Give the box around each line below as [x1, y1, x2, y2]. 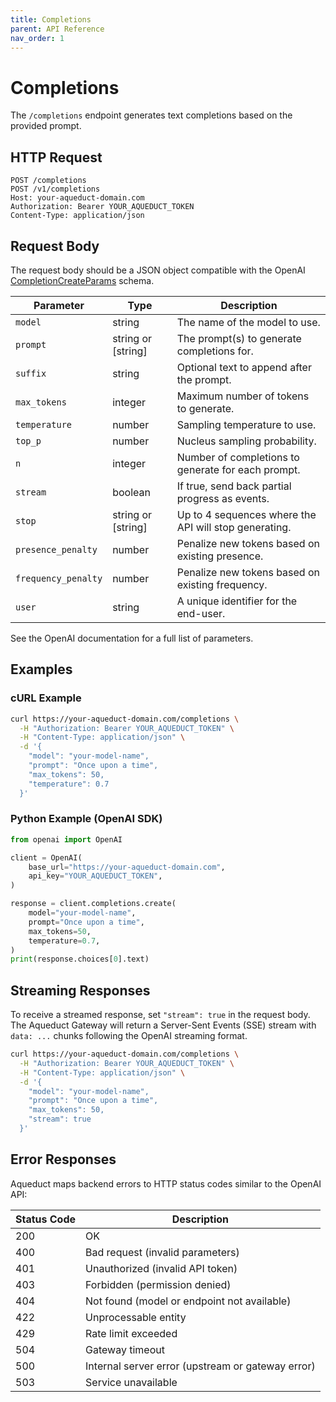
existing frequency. [176, 577, 268, 591]
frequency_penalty [15, 572, 103, 584]
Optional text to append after [176, 360, 312, 374]
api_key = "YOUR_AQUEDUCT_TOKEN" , [28, 871, 163, 881]
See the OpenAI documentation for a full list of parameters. [10, 632, 254, 644]
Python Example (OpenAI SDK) [10, 812, 163, 826]
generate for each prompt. [176, 462, 301, 476]
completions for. [176, 344, 254, 358]
